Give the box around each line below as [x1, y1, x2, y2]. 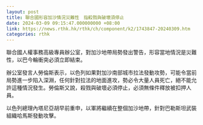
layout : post [6, 8, 39, 15]
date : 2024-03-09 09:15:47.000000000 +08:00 [6, 20, 120, 26]
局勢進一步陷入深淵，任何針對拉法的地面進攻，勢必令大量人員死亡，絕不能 [6, 77, 192, 84]
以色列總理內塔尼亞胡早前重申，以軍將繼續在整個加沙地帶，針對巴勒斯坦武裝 [6, 104, 197, 112]
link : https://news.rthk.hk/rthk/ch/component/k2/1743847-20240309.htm [6, 25, 190, 32]
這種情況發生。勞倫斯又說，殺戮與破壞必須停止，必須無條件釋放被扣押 [11, 84, 186, 91]
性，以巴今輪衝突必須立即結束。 [6, 56, 86, 63]
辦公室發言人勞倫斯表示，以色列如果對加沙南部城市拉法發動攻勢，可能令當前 [6, 69, 197, 76]
